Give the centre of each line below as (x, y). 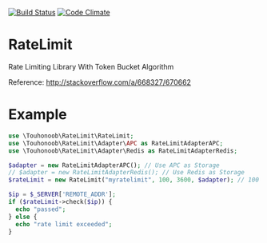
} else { (23, 217)
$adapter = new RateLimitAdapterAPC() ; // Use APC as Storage (114, 165)
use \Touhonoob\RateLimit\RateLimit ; (71, 136)
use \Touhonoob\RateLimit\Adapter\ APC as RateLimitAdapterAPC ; (116, 143)
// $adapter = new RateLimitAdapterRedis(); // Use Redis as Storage (127, 173)
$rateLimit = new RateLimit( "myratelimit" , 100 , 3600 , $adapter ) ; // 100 (134, 180)
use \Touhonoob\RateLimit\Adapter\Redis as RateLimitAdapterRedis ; (123, 151)
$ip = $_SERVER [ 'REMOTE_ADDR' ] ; (62, 195)
